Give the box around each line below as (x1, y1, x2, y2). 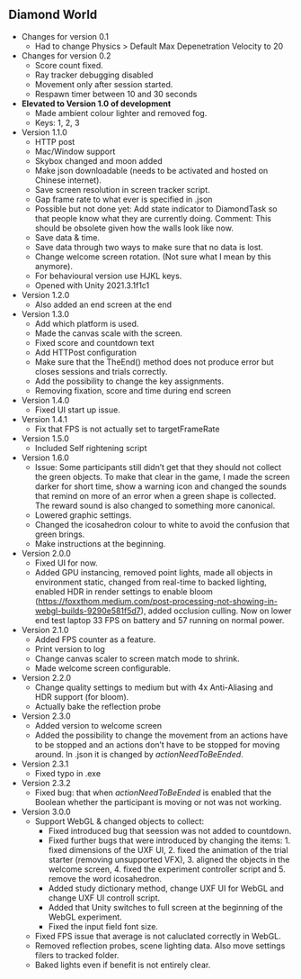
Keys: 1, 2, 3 (34, 117, 80, 128)
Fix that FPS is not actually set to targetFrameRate (34, 423, 220, 434)
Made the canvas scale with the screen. (34, 328, 183, 339)
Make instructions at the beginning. (34, 538, 166, 548)
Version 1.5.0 (21, 432, 69, 444)
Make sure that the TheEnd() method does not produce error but (34, 356, 274, 367)
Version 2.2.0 (21, 672, 72, 683)
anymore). (34, 260, 74, 271)
